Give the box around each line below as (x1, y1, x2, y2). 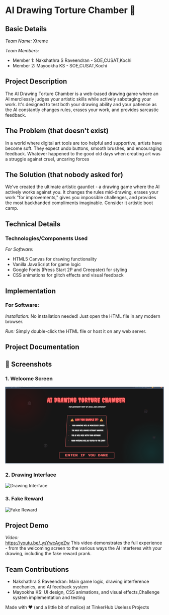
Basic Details (5, 25, 47, 33)
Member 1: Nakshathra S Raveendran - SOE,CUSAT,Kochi (12, 57, 132, 63)
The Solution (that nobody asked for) (5, 170, 123, 179)
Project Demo (5, 521, 49, 530)
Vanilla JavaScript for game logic (12, 261, 81, 268)
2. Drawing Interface (5, 471, 57, 478)
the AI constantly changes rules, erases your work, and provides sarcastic (5, 107, 159, 113)
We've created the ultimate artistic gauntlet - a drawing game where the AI (5, 184, 160, 190)
